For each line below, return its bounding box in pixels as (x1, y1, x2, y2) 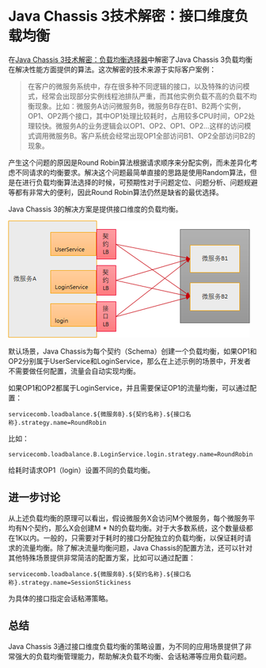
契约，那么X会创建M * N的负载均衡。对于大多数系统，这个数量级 (34, 523, 247, 532)
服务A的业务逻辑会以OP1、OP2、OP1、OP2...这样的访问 (62, 120, 245, 131)
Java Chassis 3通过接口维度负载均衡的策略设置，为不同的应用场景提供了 (8, 641, 245, 651)
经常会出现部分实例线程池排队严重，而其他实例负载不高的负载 (41, 91, 243, 101)
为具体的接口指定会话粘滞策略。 (8, 594, 112, 603)
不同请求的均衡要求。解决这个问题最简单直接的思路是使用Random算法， (14, 167, 251, 177)
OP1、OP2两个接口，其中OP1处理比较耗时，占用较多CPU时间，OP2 (27, 111, 249, 120)
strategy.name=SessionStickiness (21, 578, 132, 586)
